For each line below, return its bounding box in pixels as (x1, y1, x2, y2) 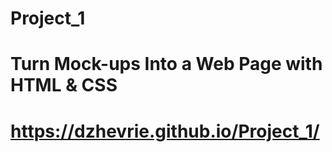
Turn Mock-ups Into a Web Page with (10, 53, 323, 76)
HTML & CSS (10, 74, 118, 97)
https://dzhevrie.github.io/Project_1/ (10, 120, 320, 142)
